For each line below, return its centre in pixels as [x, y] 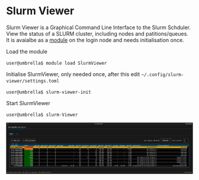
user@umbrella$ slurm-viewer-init [49, 92]
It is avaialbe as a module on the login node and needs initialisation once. [95, 40]
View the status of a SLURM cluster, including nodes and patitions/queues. [97, 33]
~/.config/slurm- [163, 75]
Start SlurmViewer [28, 103]
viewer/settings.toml [33, 81]
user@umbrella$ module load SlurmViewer [57, 63]
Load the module [27, 51]
